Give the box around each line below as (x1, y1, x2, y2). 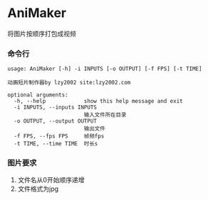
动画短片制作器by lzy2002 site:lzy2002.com (7, 79, 131, 87)
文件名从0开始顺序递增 (17, 175, 85, 184)
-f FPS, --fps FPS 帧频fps (14, 133, 105, 140)
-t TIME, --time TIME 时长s (14, 140, 98, 148)
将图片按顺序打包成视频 (7, 29, 76, 38)
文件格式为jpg (17, 184, 59, 193)
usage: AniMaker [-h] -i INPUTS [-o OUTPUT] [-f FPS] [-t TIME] (7, 65, 202, 72)
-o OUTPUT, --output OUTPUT (14, 118, 98, 125)
